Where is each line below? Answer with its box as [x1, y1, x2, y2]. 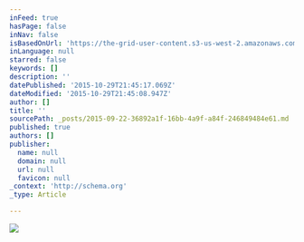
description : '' [9, 73, 71, 82]
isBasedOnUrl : [9, 38, 63, 48]
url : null [17, 165, 54, 174]
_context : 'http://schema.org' [9, 182, 128, 191]
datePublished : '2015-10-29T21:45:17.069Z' [9, 81, 176, 90]
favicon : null [17, 173, 71, 182]
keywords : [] [9, 64, 59, 73]
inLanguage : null [9, 47, 75, 56]
